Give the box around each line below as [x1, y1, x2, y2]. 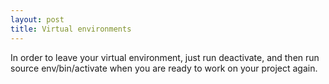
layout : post [10, 14, 65, 25]
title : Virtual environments [10, 24, 132, 34]
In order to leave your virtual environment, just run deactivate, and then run [10, 51, 320, 63]
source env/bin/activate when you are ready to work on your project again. [10, 62, 318, 74]
